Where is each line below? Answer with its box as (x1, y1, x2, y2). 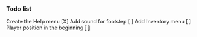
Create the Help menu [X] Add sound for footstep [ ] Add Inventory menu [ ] (6, 18, 192, 25)
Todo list (6, 5, 31, 13)
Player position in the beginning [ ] (6, 24, 90, 31)
